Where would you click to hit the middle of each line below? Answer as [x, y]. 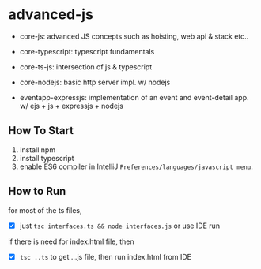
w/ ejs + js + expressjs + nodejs [72, 106]
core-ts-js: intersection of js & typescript [86, 67]
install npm [38, 149]
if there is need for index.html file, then [71, 241]
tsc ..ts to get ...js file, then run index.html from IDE [106, 256]
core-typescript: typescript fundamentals [87, 51]
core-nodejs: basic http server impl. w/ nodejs [95, 82]
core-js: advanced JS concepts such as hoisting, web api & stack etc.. [134, 36]
